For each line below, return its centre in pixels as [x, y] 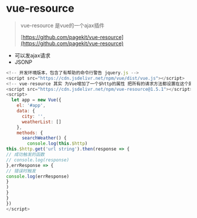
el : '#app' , [31, 105]
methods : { [30, 133]
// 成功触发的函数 [26, 155]
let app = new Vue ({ [36, 100]
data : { [26, 111]
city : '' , [33, 116]
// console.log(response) [38, 160]
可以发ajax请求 [33, 55]
